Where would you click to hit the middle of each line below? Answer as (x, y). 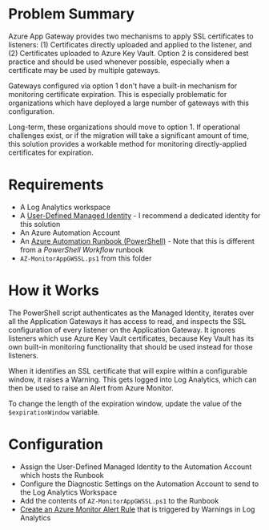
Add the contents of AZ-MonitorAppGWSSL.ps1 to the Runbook (119, 500)
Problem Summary (71, 14)
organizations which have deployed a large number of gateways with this (129, 103)
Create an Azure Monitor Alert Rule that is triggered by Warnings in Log (137, 509)
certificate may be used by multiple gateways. (84, 70)
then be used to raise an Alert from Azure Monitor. (91, 388)
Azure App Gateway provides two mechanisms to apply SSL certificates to (131, 36)
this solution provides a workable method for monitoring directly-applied (127, 144)
